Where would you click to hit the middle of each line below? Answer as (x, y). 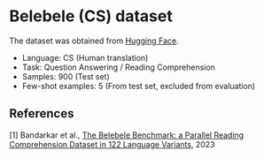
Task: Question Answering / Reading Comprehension (118, 67)
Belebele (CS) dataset (91, 16)
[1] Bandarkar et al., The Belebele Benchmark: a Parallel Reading (127, 135)
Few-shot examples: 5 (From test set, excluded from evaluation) (139, 86)
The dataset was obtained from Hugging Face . (94, 41)
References (42, 113)
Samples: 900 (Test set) (66, 76)
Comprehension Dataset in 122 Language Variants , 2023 (112, 144)
